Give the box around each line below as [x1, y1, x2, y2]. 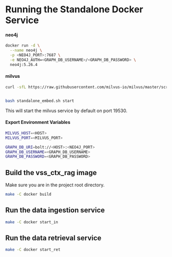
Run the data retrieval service [5, 234, 101, 243]
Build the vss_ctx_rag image [5, 168, 97, 177]
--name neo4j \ [10, 48, 42, 53]
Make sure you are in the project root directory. [5, 182, 105, 188]
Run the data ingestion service [5, 206, 105, 215]
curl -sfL [5, 84, 27, 90]
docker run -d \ [5, 43, 40, 48]
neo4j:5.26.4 [10, 62, 38, 67]
